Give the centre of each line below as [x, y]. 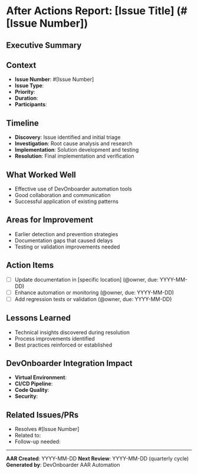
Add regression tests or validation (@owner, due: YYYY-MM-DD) [93, 299]
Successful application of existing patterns [67, 201]
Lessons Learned [38, 318]
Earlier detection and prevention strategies [66, 234]
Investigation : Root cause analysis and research [73, 143]
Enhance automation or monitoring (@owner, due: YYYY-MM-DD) [94, 292]
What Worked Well [41, 174]
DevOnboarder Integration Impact [69, 363]
